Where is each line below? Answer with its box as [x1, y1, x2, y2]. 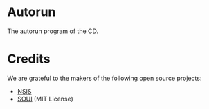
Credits [7, 51, 51, 67]
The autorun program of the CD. [7, 27, 99, 35]
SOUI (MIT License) [17, 95, 74, 103]
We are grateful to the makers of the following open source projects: [7, 74, 202, 82]
